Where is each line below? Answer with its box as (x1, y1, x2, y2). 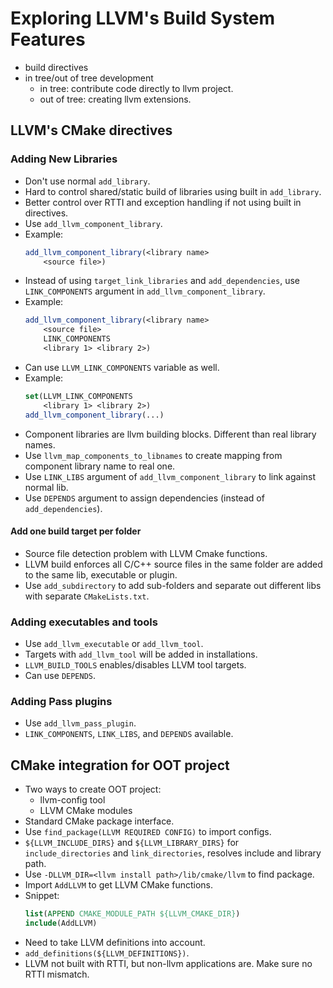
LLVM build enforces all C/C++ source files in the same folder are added (24, 558, 323, 570)
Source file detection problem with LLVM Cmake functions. (24, 547, 268, 559)
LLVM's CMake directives (10, 122, 173, 139)
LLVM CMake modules (39, 805, 133, 817)
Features (10, 28, 86, 51)
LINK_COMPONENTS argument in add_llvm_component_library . (24, 285, 266, 297)
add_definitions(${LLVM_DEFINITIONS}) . (24, 947, 190, 959)
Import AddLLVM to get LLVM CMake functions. (24, 879, 214, 891)
